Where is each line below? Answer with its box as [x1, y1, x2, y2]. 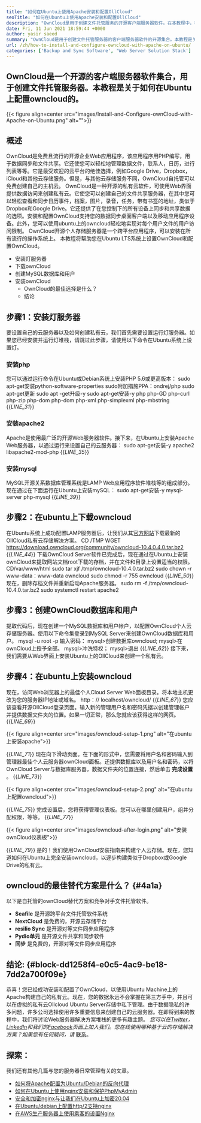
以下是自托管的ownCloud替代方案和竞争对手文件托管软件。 [6, 898, 152, 905]
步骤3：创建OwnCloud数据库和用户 [6, 605, 139, 615]
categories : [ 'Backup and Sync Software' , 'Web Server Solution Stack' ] [6, 48, 191, 54]
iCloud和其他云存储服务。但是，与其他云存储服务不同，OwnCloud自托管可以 [6, 175, 195, 182]
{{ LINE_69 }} [6, 718, 36, 725]
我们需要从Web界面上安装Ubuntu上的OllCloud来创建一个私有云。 [6, 652, 167, 660]
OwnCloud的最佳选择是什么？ [23, 285, 98, 293]
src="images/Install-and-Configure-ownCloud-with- [63, 110, 193, 118]
